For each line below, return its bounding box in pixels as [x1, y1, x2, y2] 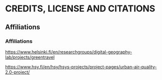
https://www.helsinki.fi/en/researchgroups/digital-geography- [5, 49, 132, 55]
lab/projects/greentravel [5, 54, 55, 60]
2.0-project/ [5, 69, 30, 75]
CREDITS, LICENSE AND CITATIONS [5, 3, 156, 14]
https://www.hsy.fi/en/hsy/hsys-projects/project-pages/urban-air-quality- [5, 64, 157, 70]
